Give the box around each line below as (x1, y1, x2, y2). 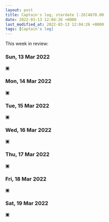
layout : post (5, 7, 33, 13)
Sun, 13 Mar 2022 (5, 53, 50, 60)
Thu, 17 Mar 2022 (5, 151, 50, 158)
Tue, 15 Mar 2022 (5, 102, 50, 109)
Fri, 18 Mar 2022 (5, 175, 47, 182)
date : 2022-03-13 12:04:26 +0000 (5, 17, 77, 22)
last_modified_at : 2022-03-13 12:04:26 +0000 (5, 21, 104, 27)
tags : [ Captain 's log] (5, 27, 54, 32)
